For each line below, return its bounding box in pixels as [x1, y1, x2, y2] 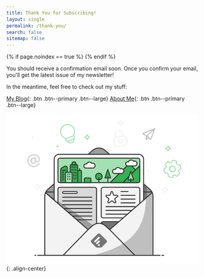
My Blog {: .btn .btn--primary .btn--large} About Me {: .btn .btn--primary [6, 95, 185, 102]
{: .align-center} [6, 265, 47, 273]
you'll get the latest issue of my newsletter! [6, 71, 114, 79]
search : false [6, 29, 43, 35]
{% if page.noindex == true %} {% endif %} [6, 53, 116, 60]
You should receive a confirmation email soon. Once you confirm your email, [6, 65, 199, 73]
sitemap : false [6, 35, 45, 42]
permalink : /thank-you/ [6, 23, 67, 29]
